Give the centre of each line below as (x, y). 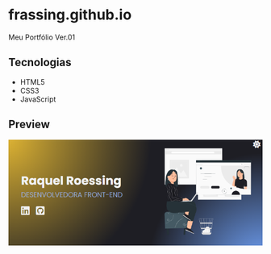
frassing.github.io (70, 15)
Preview (29, 125)
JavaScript (38, 99)
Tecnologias (40, 62)
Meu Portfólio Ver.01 (42, 37)
